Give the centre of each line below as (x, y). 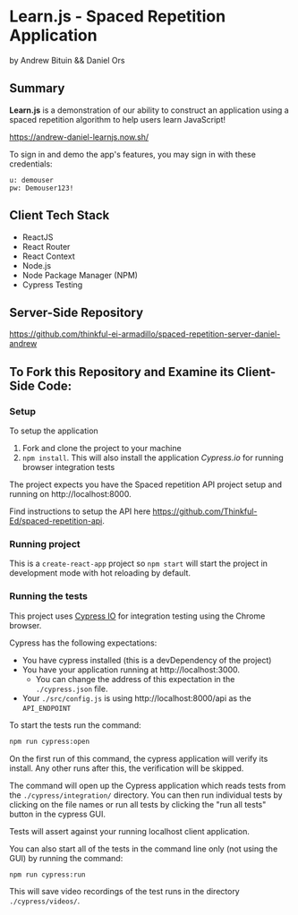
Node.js (37, 265)
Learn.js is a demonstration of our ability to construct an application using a (149, 110)
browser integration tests (68, 467)
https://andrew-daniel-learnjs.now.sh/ (79, 137)
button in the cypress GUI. (57, 814)
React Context (48, 256)
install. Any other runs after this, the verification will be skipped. (127, 768)
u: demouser (31, 180)
